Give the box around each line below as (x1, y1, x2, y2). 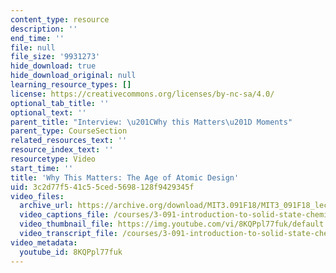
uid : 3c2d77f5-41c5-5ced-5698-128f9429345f (10, 182, 195, 192)
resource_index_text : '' (10, 145, 114, 155)
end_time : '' (10, 33, 65, 43)
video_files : (10, 191, 65, 201)
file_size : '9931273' (10, 52, 101, 62)
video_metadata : (10, 237, 78, 248)
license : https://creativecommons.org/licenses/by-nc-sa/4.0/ (10, 89, 275, 99)
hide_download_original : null (10, 71, 137, 81)
